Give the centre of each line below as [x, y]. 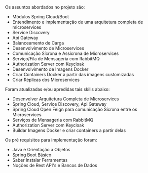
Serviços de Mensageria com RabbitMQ [53, 120]
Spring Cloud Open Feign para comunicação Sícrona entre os [74, 109]
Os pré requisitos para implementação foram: [51, 140]
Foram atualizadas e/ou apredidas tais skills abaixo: [57, 89]
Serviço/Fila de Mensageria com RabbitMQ [56, 59]
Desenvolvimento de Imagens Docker [50, 69]
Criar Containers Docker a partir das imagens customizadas [73, 74]
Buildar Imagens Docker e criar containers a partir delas [69, 130]
